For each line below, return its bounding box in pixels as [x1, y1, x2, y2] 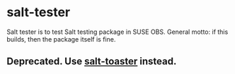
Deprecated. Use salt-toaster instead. [6, 56, 177, 68]
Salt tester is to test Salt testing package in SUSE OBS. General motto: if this [6, 27, 229, 36]
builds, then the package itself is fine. [6, 35, 116, 43]
